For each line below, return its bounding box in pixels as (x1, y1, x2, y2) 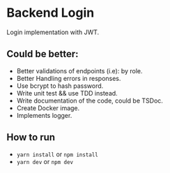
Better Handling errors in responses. (16, 74, 121, 82)
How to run (6, 131, 56, 144)
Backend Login (6, 5, 95, 21)
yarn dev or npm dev (16, 157, 74, 165)
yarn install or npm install (16, 150, 98, 158)
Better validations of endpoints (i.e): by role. (16, 66, 144, 75)
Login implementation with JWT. (6, 28, 100, 36)
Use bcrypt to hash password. (16, 82, 104, 90)
